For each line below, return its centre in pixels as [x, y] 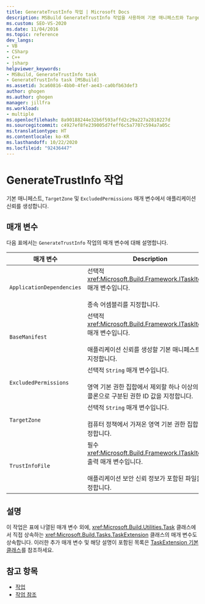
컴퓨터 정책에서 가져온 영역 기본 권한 [137, 425]
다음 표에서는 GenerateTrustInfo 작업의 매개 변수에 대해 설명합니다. [87, 243]
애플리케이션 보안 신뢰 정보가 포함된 [136, 478]
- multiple [20, 114]
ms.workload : [23, 108]
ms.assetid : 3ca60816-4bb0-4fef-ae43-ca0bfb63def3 [72, 86]
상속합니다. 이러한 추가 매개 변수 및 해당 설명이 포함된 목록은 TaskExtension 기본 [103, 542]
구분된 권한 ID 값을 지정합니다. [152, 396]
